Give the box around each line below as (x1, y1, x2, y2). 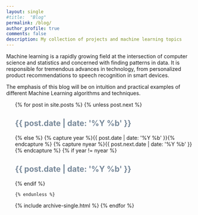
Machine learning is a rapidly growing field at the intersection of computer (6, 53, 188, 60)
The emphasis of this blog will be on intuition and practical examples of (6, 83, 181, 90)
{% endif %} (14, 180, 46, 187)
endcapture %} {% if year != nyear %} (23, 147, 117, 154)
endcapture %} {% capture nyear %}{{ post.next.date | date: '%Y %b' (14, 141, 186, 148)
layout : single (6, 8, 44, 15)
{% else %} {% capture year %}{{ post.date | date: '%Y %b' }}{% (14, 134, 175, 141)
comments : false (6, 31, 46, 37)
